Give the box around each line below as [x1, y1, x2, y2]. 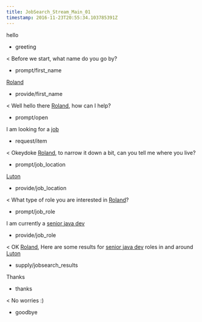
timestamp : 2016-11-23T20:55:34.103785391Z [6, 15, 118, 21]
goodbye [15, 308, 38, 316]
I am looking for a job [6, 125, 59, 132]
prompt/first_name [15, 66, 62, 74]
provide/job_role [15, 231, 56, 239]
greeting [15, 43, 36, 50]
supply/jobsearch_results [15, 261, 78, 269]
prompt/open [15, 114, 49, 121]
